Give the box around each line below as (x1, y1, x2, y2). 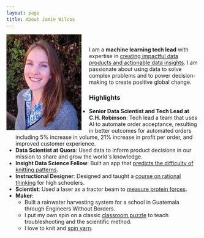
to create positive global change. (108, 78, 192, 86)
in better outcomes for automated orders (88, 127, 192, 134)
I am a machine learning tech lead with (88, 46, 189, 53)
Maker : (15, 192, 34, 199)
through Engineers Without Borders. (24, 205, 116, 212)
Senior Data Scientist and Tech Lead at (88, 107, 190, 114)
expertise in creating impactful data (88, 52, 179, 59)
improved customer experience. (15, 139, 96, 147)
